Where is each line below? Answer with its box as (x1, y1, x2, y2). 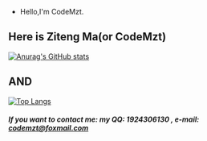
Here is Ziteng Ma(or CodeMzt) (8, 30, 167, 44)
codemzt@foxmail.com (8, 123, 89, 133)
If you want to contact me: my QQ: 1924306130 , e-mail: (8, 114, 200, 124)
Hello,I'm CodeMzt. (19, 7, 84, 16)
